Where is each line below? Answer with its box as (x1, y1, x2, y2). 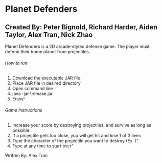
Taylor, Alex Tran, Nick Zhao (5, 30, 93, 39)
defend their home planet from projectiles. (5, 49, 91, 54)
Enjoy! (12, 96, 25, 102)
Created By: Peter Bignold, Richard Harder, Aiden (5, 23, 158, 31)
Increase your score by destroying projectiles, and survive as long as (12, 122, 152, 128)
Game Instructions (5, 107, 43, 113)
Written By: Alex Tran (5, 153, 48, 159)
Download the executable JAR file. (12, 75, 82, 81)
